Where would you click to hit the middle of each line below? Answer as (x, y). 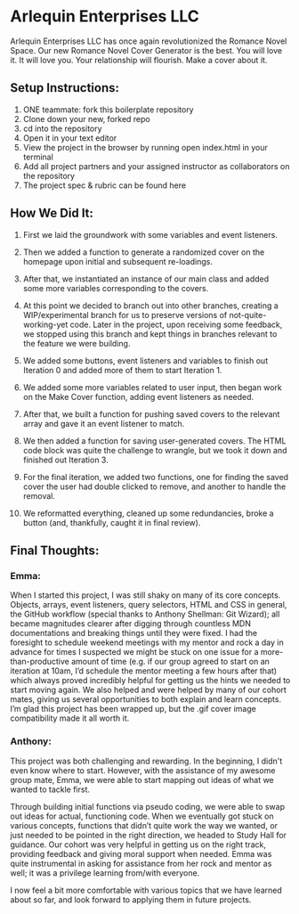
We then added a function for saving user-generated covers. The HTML (154, 441)
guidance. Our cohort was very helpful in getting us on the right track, (138, 845)
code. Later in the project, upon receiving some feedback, (176, 324)
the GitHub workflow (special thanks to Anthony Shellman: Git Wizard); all (145, 614)
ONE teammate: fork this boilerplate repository (108, 110)
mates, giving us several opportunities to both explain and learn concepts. (146, 699)
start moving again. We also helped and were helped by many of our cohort (149, 690)
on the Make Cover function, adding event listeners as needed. (138, 396)
